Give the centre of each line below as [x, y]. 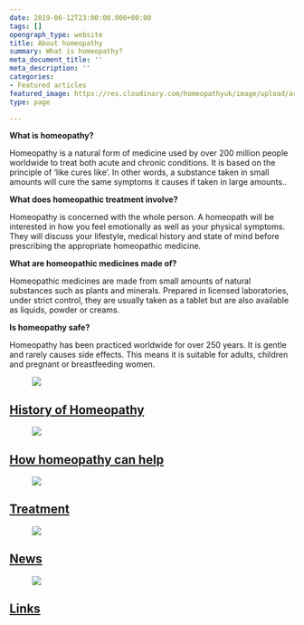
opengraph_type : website [56, 34]
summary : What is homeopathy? [66, 52]
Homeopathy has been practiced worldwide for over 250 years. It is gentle [148, 345]
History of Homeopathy [77, 410]
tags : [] [26, 26]
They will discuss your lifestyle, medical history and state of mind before [144, 236]
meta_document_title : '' [56, 60]
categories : [32, 77]
